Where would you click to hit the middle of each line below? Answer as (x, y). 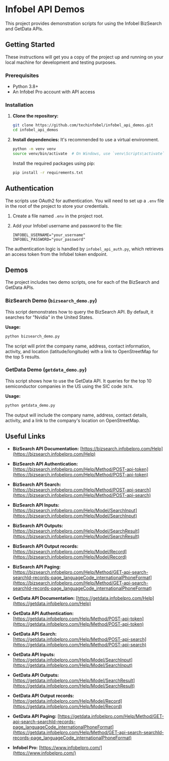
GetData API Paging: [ (36, 716)
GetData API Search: (35, 634)
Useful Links (25, 436)
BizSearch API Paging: (36, 566)
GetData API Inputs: (34, 654)
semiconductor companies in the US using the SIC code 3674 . (69, 386)
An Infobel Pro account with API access (54, 92)
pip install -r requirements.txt (48, 173)
